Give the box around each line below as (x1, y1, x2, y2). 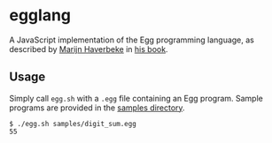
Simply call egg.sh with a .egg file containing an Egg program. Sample (9, 93, 263, 103)
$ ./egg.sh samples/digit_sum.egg (9, 119, 137, 128)
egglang (9, 5, 72, 26)
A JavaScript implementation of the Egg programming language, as (9, 34, 254, 45)
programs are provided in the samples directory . (9, 102, 185, 113)
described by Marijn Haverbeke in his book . (9, 43, 168, 54)
